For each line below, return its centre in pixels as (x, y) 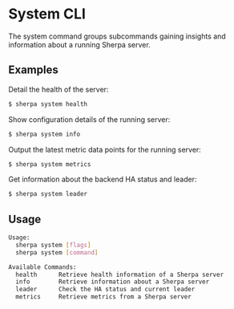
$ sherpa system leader (48, 194)
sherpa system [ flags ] (53, 245)
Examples (33, 70)
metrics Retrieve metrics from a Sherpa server (104, 297)
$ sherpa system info (44, 134)
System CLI (47, 14)
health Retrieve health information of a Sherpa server (120, 274)
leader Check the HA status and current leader (105, 290)
